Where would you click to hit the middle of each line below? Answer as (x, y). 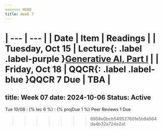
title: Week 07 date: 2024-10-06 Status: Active (78, 98)
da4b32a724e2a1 (108, 124)
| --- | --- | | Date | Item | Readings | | (81, 38)
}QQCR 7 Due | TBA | (68, 80)
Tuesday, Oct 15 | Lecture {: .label (74, 48)
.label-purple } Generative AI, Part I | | (82, 59)
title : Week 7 (20, 14)
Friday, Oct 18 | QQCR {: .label (66, 69)
